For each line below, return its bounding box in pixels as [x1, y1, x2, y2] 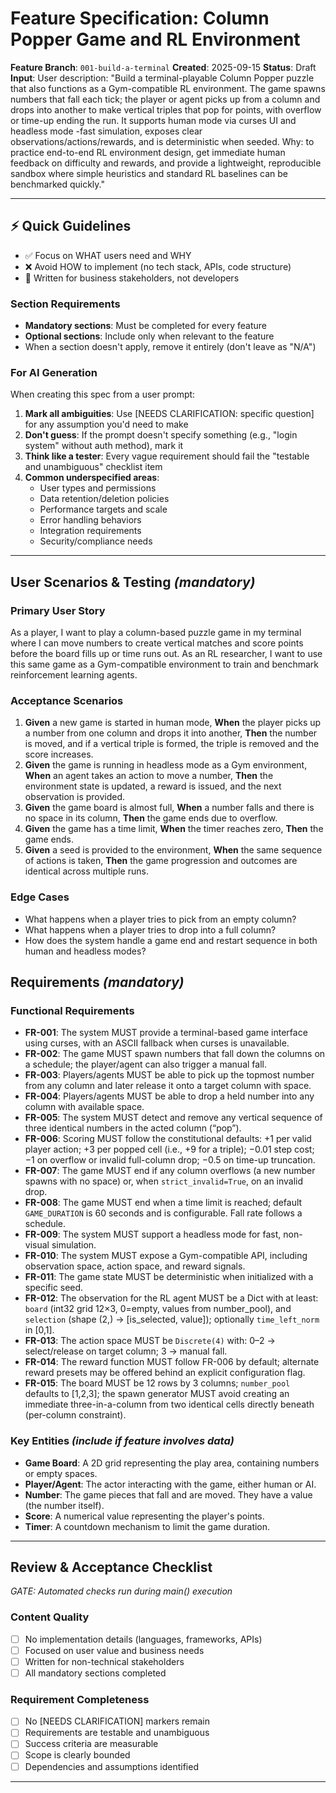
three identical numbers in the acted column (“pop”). [24, 1122, 242, 1134]
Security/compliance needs [39, 535, 153, 547]
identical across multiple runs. [24, 865, 149, 877]
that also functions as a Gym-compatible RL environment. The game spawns [10, 82, 326, 94]
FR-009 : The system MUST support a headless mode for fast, [24, 1228, 282, 1241]
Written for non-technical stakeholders [24, 1655, 185, 1667]
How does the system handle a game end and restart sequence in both [24, 934, 318, 946]
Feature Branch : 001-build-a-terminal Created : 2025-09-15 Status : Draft [10, 61, 317, 73]
